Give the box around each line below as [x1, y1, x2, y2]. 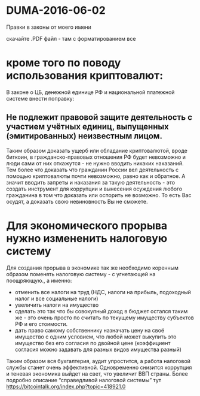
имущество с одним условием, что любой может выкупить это [14, 333, 177, 340]
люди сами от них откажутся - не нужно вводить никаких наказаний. [6, 159, 184, 167]
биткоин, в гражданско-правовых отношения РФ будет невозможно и [6, 153, 186, 161]
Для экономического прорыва [6, 219, 168, 232]
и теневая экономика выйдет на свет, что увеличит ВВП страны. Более [6, 370, 188, 377]
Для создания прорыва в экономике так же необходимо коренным [6, 264, 179, 271]
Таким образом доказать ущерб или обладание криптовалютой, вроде [6, 147, 188, 154]
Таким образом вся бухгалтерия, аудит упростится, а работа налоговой [6, 357, 191, 364]
